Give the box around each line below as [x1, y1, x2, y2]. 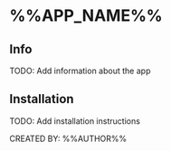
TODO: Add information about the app [9, 65, 151, 76]
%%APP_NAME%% [9, 5, 163, 26]
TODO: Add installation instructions [9, 115, 140, 127]
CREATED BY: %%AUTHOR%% [9, 133, 128, 144]
